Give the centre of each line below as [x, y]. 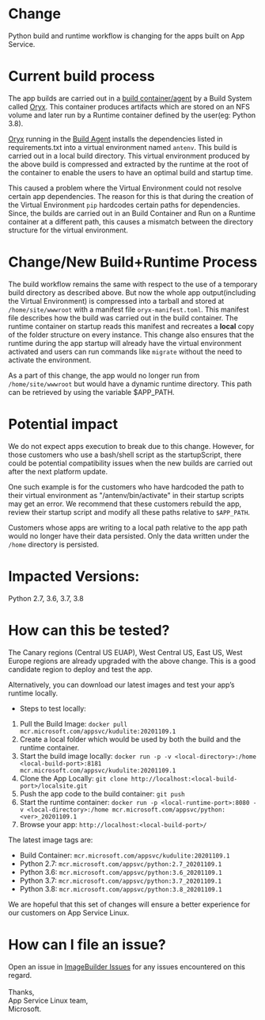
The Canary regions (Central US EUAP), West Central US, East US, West [125, 652]
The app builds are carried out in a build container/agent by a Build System [130, 98]
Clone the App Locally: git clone [74, 778]
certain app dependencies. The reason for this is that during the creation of [131, 196]
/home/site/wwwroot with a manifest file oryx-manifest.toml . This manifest [129, 309]
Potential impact [63, 424]
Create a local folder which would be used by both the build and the [130, 739]
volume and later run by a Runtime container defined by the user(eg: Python [132, 115]
